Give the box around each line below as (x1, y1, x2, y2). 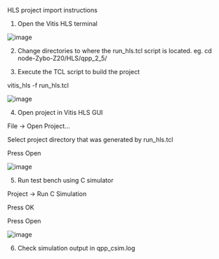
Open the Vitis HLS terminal (17, 20, 98, 27)
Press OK (7, 203, 34, 211)
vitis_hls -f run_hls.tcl (7, 81, 69, 90)
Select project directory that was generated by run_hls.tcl (7, 136, 173, 143)
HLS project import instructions (7, 6, 98, 14)
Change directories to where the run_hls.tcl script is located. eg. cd (17, 47, 212, 55)
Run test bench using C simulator (17, 176, 114, 184)
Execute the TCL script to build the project (17, 68, 140, 76)
